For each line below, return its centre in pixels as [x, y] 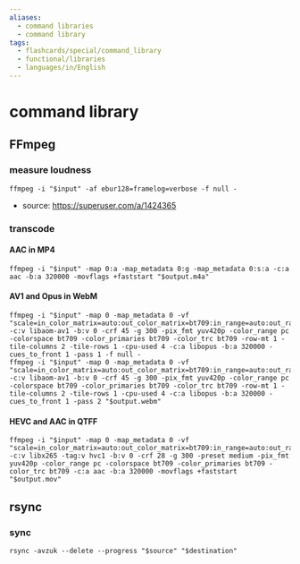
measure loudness [50, 170]
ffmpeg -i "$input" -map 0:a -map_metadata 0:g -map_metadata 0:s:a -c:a [150, 269]
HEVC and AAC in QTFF [54, 421]
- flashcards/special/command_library [90, 51]
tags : [19, 43]
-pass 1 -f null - [107, 355]
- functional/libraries [61, 59]
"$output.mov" [36, 480]
